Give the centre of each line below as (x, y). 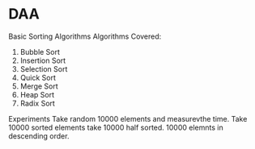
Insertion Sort (43, 60)
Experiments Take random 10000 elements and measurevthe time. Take (128, 118)
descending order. (39, 136)
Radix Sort (37, 103)
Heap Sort (37, 94)
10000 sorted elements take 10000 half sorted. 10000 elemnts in (116, 127)
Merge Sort (39, 86)
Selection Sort (44, 68)
